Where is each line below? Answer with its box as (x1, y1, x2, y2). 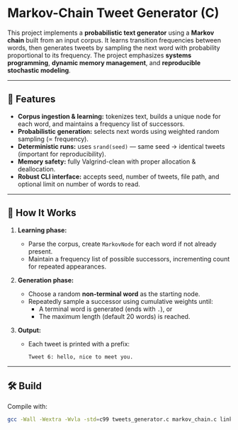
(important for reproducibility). (17, 149, 106, 158)
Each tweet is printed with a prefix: (28, 339, 130, 348)
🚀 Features (7, 94, 56, 106)
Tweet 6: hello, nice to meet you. (28, 353, 133, 361)
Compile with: (7, 402, 48, 411)
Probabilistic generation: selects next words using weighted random (17, 127, 220, 135)
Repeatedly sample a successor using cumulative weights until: (28, 297, 214, 305)
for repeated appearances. (28, 262, 107, 271)
